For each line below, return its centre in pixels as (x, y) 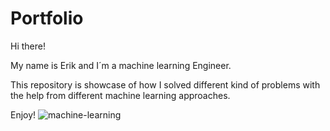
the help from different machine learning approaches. (120, 95)
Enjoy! (23, 114)
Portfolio (47, 18)
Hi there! (28, 46)
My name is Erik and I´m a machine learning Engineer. (121, 65)
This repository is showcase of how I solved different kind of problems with (165, 84)
